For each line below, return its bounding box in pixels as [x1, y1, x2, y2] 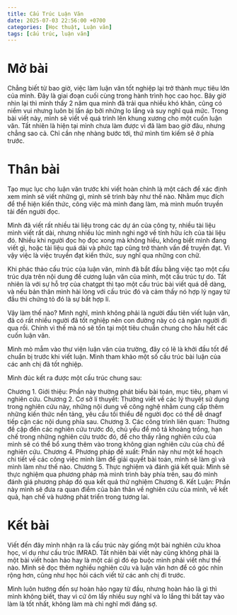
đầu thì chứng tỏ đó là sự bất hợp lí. [7, 295, 111, 304]
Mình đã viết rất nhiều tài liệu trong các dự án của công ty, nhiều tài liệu [7, 221, 216, 230]
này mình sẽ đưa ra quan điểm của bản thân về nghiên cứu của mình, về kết [7, 485, 229, 494]
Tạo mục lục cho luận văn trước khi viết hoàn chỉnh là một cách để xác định [7, 185, 228, 193]
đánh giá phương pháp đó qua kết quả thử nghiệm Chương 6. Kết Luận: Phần [7, 478, 231, 486]
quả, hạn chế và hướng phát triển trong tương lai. [7, 493, 150, 501]
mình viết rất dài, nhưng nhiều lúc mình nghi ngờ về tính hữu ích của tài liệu [7, 229, 226, 237]
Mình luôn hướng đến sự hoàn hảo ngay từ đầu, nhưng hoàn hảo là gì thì [7, 585, 217, 593]
